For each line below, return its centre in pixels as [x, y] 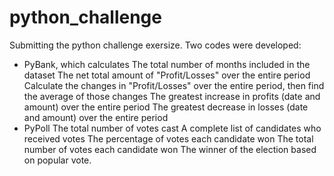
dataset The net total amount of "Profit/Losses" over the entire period [167, 75]
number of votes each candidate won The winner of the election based [170, 149]
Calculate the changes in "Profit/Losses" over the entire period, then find [174, 85]
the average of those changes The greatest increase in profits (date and [172, 96]
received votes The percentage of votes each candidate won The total [168, 138]
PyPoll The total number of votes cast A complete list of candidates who [172, 128]
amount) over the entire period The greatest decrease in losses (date [166, 107]
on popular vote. [57, 160]
